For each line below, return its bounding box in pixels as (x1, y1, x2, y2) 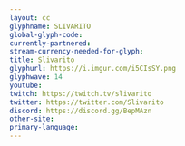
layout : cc (9, 13, 51, 23)
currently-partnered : (9, 38, 92, 48)
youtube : (9, 81, 43, 90)
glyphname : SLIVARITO (9, 22, 92, 31)
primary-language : (9, 123, 79, 132)
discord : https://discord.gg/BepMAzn (9, 106, 152, 115)
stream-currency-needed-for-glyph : (9, 47, 144, 56)
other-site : (9, 114, 54, 123)
